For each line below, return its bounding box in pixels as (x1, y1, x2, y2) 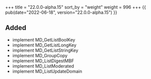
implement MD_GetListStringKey (12, 47, 78, 53)
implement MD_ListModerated (12, 63, 75, 69)
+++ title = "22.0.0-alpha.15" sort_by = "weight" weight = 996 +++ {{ (5, 4, 147, 10)
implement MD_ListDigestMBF (12, 58, 75, 64)
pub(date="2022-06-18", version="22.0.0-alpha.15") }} (5, 9, 118, 15)
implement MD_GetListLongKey (12, 42, 77, 48)
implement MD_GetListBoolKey (12, 37, 75, 42)
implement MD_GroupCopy (12, 52, 68, 58)
